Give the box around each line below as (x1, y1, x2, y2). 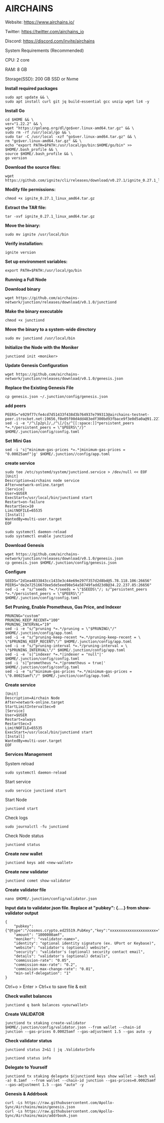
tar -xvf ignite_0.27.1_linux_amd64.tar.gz (5, 214, 95, 219)
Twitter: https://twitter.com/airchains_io (5, 28, 84, 34)
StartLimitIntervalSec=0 (5, 704, 56, 709)
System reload (5, 760, 34, 766)
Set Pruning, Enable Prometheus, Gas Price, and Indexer (5, 604, 122, 610)
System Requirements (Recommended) (5, 47, 84, 53)
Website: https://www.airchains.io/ (5, 19, 75, 25)
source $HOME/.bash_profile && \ (5, 151, 73, 156)
